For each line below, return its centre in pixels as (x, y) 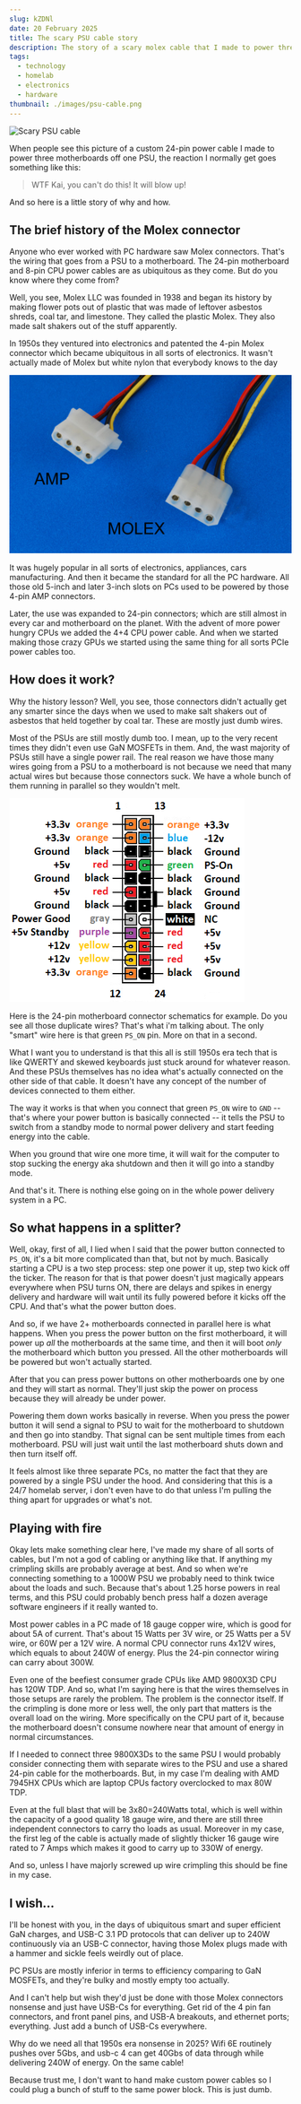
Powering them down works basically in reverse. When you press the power (150, 1416)
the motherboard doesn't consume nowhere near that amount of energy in (146, 1727)
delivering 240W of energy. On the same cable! (97, 2063)
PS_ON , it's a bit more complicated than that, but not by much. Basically (139, 1259)
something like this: (45, 167)
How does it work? (62, 680)
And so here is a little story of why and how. (90, 202)
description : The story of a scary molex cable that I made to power (142, 48)
